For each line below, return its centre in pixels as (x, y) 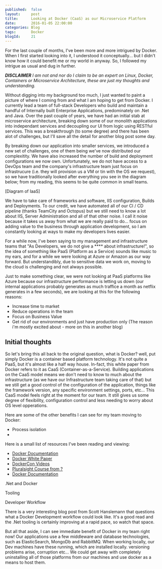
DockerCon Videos (31, 464)
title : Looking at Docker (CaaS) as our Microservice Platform (75, 18)
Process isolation (29, 429)
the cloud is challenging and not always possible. (54, 267)
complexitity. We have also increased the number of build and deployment (79, 156)
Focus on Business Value (37, 317)
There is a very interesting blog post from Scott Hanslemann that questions (80, 511)
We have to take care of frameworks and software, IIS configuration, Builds (80, 201)
